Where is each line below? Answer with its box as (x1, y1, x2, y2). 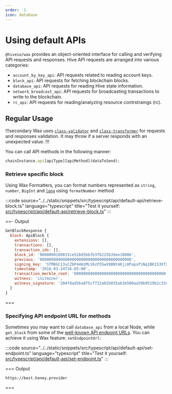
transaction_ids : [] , (14, 247, 60, 253)
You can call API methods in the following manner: (5, 149, 112, 155)
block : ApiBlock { (10, 233, 50, 238)
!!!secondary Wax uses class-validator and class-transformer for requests (5, 128, 165, 134)
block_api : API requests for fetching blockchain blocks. (12, 77, 130, 84)
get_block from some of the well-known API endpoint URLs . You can (5, 329, 150, 336)
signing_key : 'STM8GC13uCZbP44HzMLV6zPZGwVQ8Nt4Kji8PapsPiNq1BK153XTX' (14, 262, 170, 267)
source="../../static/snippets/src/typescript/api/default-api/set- (21, 344, 154, 351)
